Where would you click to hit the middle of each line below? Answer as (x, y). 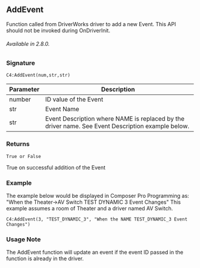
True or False (24, 156)
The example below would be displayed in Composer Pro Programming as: (98, 196)
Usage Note (24, 239)
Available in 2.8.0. (28, 44)
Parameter (24, 90)
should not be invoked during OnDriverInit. (58, 30)
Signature (21, 63)
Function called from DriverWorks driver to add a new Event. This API (91, 24)
